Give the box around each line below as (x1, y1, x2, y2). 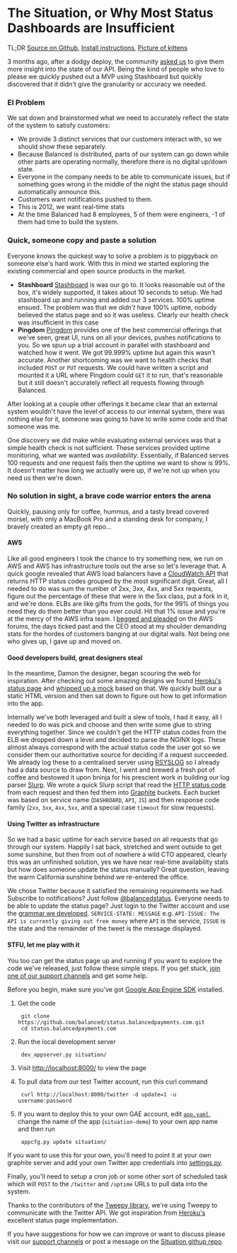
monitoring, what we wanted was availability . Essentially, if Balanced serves (7, 451, 229, 459)
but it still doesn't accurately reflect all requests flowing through (17, 378, 204, 387)
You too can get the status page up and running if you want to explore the (7, 956, 223, 965)
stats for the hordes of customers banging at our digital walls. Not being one (7, 629, 230, 639)
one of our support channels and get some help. (7, 971, 149, 979)
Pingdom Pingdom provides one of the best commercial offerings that (17, 325, 222, 334)
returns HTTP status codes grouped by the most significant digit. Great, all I (7, 577, 228, 585)
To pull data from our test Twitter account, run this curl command (17, 1077, 208, 1086)
